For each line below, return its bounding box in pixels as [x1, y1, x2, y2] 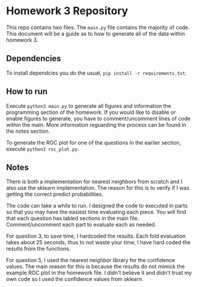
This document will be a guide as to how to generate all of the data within [6, 30, 186, 37]
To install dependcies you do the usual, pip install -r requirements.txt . [6, 69, 187, 76]
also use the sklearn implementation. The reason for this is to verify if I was [6, 184, 190, 192]
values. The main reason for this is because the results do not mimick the [6, 263, 185, 270]
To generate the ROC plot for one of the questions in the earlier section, [6, 139, 181, 146]
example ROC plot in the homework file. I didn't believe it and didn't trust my [6, 269, 192, 276]
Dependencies [6, 53, 61, 63]
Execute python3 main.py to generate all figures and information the [6, 102, 171, 109]
